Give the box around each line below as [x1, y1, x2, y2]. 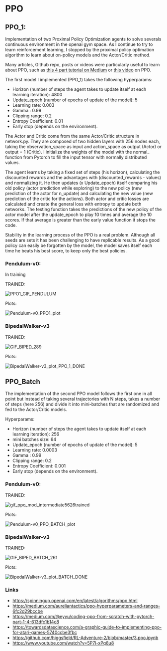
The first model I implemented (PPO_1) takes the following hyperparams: [5, 77, 153, 82]
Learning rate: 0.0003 [12, 447, 57, 453]
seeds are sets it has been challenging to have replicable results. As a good [5, 237, 160, 243]
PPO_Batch [5, 377, 41, 386]
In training [5, 271, 26, 277]
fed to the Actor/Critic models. [5, 407, 67, 413]
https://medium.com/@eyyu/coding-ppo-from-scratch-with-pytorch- [12, 614, 155, 620]
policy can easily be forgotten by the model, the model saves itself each [5, 242, 153, 248]
